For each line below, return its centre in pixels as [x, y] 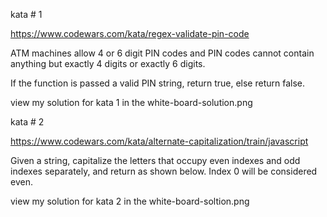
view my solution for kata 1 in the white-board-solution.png [131, 102]
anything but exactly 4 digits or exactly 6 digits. [108, 63]
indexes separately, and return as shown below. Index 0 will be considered [164, 171]
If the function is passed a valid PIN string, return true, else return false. [158, 83]
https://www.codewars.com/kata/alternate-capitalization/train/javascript [159, 141]
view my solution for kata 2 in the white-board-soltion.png [130, 201]
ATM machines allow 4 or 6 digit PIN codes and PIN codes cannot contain [162, 53]
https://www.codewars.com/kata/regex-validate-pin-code [130, 33]
